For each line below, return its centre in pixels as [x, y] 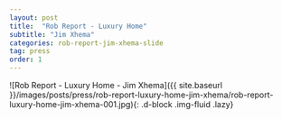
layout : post [34, 18]
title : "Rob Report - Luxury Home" [78, 26]
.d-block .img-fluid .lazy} [188, 104]
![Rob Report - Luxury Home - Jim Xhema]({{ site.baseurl [116, 85]
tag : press [30, 51]
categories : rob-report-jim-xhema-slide [87, 43]
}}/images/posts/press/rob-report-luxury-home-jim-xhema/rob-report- [141, 95]
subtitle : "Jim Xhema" [52, 34]
